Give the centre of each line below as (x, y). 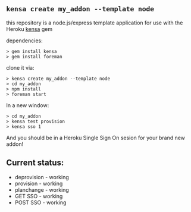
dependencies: (24, 40)
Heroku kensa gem (29, 29)
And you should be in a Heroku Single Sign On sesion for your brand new (96, 138)
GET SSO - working (39, 196)
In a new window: (28, 105)
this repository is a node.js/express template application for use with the (95, 23)
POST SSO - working (40, 202)
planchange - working (42, 189)
